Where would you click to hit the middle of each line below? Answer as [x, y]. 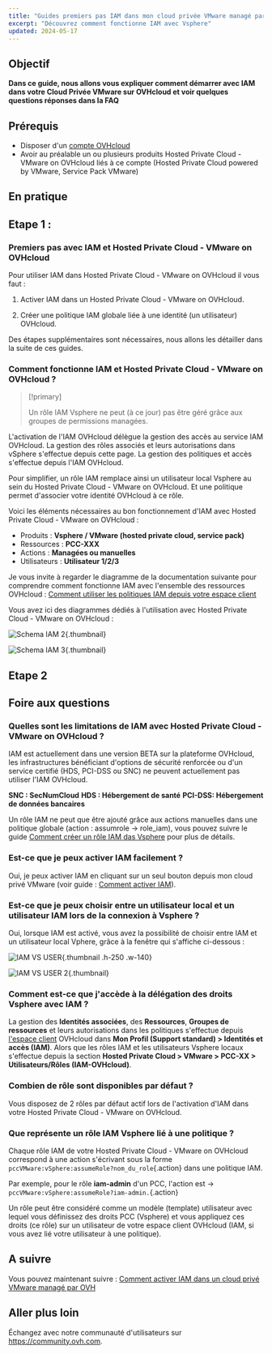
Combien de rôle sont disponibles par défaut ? [101, 1086]
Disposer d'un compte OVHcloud [75, 145]
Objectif [29, 64]
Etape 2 [28, 675]
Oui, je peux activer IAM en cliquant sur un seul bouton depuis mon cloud [131, 875]
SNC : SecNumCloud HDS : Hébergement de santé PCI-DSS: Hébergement [136, 796]
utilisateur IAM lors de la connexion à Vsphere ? [104, 915]
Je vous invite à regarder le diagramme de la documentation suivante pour [132, 577]
